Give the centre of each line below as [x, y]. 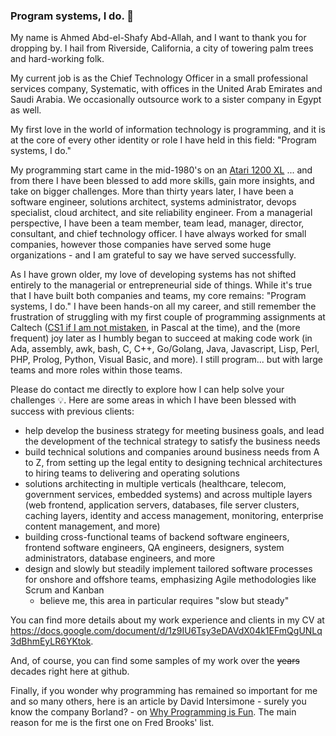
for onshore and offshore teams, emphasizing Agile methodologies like [170, 580]
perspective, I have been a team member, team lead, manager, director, [157, 223]
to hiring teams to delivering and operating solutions [132, 473]
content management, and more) [92, 526]
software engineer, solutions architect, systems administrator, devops [153, 202]
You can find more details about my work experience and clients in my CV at [167, 620]
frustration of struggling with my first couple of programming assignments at [168, 317]
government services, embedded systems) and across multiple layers [168, 495]
